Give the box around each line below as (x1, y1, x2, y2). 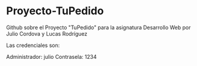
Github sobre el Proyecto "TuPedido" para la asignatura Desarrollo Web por (6, 24, 191, 31)
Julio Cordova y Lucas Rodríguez (6, 30, 87, 37)
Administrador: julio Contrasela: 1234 (6, 53, 97, 60)
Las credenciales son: (6, 42, 60, 49)
